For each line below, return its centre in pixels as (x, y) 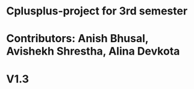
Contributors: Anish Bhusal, (77, 39)
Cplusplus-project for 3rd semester (97, 11)
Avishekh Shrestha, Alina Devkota (93, 51)
